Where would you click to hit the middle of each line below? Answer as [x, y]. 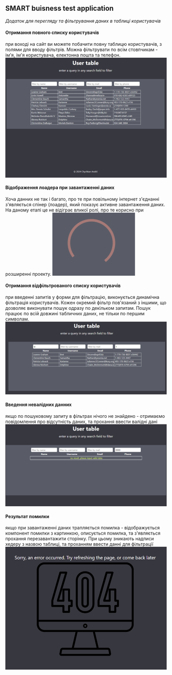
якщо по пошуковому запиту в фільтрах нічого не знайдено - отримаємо [85, 416]
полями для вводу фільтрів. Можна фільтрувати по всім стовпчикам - [82, 50]
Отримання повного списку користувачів [52, 32]
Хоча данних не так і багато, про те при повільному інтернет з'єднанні [82, 199]
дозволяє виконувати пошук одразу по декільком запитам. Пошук [78, 308]
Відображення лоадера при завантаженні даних [60, 188]
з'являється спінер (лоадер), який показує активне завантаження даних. [85, 204]
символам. [17, 319]
